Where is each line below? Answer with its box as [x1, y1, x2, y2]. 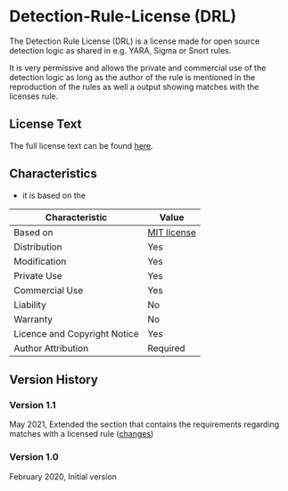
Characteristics [9, 167, 98, 182]
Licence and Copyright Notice [13, 327, 139, 340]
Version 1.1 [9, 398, 56, 411]
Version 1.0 [9, 451, 60, 463]
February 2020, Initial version [9, 471, 118, 482]
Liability [13, 299, 46, 311]
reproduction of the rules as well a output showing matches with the [9, 81, 259, 92]
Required [146, 341, 185, 354]
